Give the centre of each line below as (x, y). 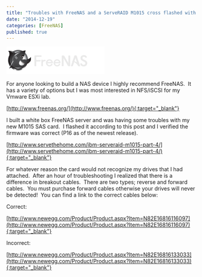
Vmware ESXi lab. (28, 97)
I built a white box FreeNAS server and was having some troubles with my (98, 120)
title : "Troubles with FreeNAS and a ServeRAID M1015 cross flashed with (101, 13)
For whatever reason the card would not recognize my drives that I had (95, 169)
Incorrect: (18, 243)
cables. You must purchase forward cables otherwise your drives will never (101, 189)
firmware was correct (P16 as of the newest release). (72, 133)
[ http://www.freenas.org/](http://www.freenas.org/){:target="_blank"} (93, 108)
